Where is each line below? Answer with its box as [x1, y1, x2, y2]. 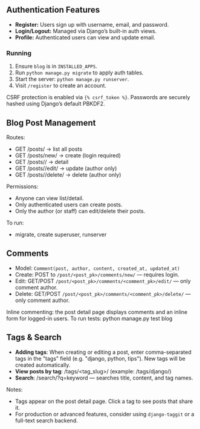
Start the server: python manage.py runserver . [15, 76, 129, 83]
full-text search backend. [15, 417, 78, 424]
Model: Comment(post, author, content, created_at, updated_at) [15, 264, 180, 272]
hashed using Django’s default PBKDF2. [6, 100, 105, 108]
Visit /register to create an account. [15, 82, 107, 90]
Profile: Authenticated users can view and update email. [15, 33, 156, 41]
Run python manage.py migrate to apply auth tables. [15, 69, 144, 76]
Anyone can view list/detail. [15, 194, 84, 201]
